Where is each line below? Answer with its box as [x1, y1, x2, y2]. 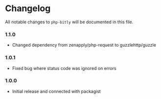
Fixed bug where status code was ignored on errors [12, 65, 117, 71]
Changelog [5, 3, 51, 14]
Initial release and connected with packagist [12, 88, 101, 94]
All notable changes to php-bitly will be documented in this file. [5, 19, 133, 25]
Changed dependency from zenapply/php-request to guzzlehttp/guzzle [12, 42, 156, 48]
